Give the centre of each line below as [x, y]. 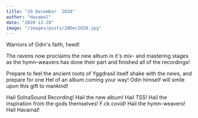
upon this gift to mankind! [37, 86]
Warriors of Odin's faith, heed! [43, 45]
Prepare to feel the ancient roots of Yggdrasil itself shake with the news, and [99, 73]
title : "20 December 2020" [41, 11]
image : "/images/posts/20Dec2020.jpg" [54, 28]
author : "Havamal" [29, 17]
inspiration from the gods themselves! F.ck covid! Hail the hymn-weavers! [96, 104]
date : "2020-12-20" [30, 22]
